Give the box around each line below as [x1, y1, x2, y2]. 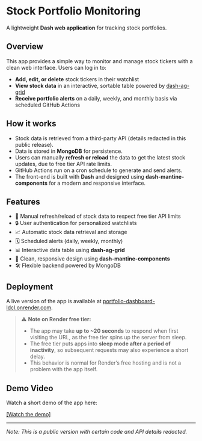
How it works [6, 119, 57, 129]
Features [6, 197, 40, 207]
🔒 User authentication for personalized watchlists [14, 220, 137, 227]
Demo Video [6, 383, 54, 393]
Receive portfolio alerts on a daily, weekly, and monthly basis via [14, 94, 177, 102]
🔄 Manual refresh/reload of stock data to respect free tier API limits [14, 212, 182, 220]
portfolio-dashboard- [103, 298, 155, 305]
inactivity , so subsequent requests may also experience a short [29, 347, 189, 354]
